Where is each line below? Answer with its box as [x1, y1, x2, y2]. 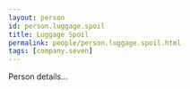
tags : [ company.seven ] [8, 47, 93, 56]
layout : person [8, 13, 65, 22]
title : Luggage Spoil [8, 30, 90, 39]
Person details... [8, 71, 68, 82]
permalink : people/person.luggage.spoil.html [8, 38, 181, 48]
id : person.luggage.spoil [8, 22, 105, 31]
